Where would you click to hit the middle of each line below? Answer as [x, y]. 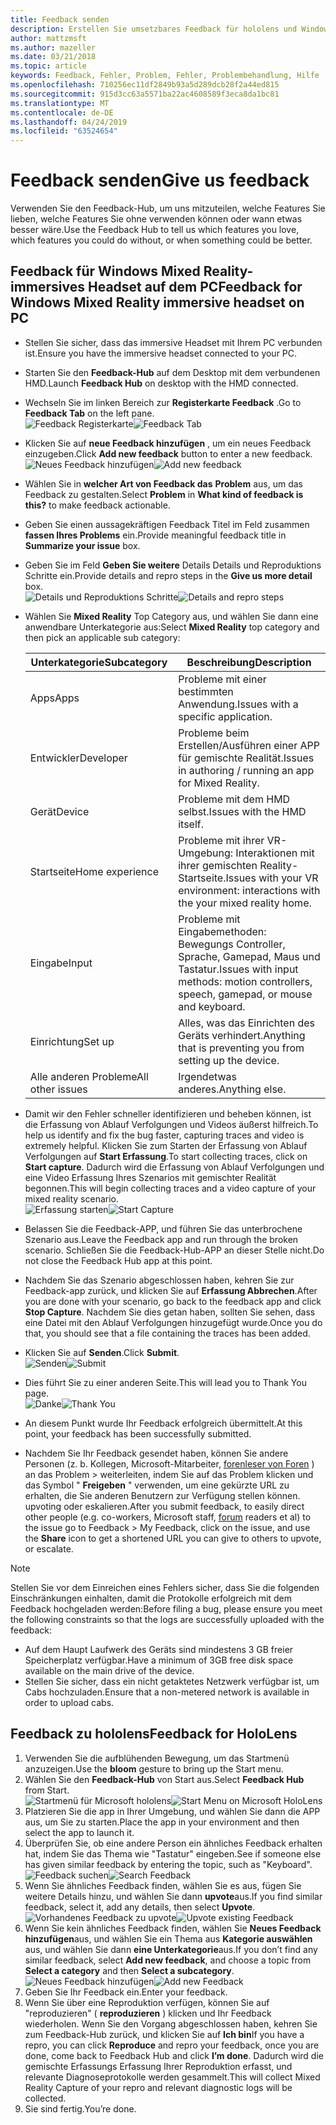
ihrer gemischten [218, 865]
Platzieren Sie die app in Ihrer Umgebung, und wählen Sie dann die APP [172, 1811]
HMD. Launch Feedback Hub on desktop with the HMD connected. [161, 383]
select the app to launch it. [79, 1832]
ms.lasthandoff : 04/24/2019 [69, 122]
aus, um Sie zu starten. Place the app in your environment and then [162, 1822]
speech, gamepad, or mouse [245, 994]
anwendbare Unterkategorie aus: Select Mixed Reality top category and [172, 627]
